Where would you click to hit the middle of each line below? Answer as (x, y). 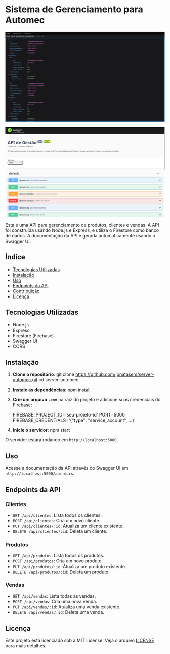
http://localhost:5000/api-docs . (40, 473)
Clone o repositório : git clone (43, 374)
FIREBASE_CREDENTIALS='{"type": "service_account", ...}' (74, 420)
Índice (15, 257)
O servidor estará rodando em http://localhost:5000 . (62, 440)
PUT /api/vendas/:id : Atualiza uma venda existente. (67, 607)
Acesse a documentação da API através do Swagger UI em (67, 468)
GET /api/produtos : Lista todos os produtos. (58, 556)
